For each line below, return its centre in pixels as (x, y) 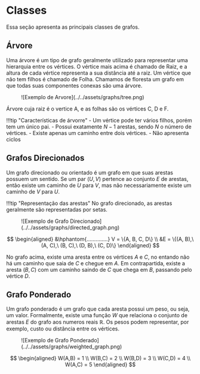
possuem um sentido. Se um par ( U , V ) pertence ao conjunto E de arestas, (97, 179)
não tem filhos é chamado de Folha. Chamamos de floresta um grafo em (95, 79)
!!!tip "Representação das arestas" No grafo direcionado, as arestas (89, 203)
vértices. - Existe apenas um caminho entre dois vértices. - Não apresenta (98, 133)
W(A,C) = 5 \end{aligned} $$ (100, 364)
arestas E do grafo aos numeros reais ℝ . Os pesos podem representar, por (98, 322)
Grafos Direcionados (45, 158)
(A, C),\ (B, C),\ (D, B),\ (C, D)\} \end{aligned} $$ (100, 245)
